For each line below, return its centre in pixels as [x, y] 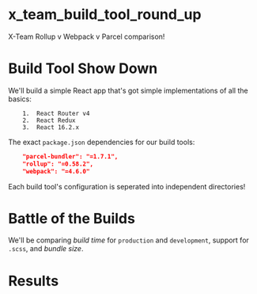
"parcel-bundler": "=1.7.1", [70, 156]
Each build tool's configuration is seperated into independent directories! [127, 186]
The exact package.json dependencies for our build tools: [102, 142]
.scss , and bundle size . [46, 249]
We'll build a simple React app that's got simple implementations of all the [128, 90]
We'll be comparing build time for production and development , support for [128, 240]
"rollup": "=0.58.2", [58, 164]
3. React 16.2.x [51, 127]
